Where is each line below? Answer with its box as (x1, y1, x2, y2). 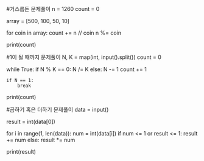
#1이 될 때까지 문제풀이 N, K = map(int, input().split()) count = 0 (6, 53, 161, 61)
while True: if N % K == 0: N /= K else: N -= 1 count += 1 (6, 66, 147, 73)
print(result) (6, 148, 37, 155)
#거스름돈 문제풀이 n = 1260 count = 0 (6, 5, 100, 12)
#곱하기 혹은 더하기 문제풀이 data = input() (6, 106, 109, 113)
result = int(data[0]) (6, 118, 56, 125)
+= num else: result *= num (6, 136, 76, 143)
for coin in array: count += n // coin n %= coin (6, 29, 122, 36)
